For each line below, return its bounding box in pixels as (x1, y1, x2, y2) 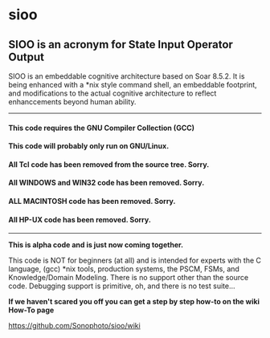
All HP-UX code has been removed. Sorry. (8, 214, 151, 224)
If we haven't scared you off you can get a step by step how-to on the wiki (8, 297, 260, 307)
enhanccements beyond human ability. (8, 97, 137, 106)
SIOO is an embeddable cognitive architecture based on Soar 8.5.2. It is (8, 71, 245, 81)
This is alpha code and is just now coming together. (8, 240, 183, 250)
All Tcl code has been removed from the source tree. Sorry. (8, 159, 210, 169)
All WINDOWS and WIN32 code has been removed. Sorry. (8, 178, 205, 188)
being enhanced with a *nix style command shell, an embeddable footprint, (8, 80, 257, 89)
